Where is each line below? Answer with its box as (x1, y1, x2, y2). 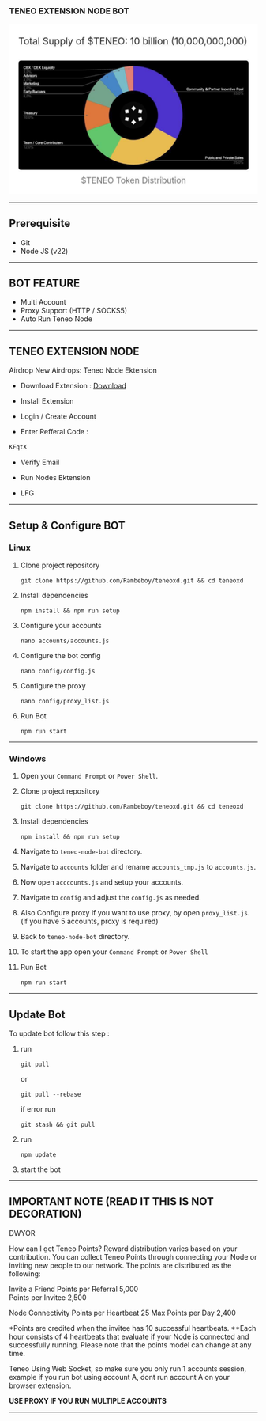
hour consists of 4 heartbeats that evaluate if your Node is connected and (9, 1332, 249, 1341)
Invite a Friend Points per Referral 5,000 (9, 1284, 139, 1294)
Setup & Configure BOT (9, 518, 126, 532)
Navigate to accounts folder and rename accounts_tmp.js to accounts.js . (20, 862, 256, 872)
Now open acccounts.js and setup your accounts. (20, 877, 184, 887)
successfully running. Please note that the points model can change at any (9, 1340, 252, 1350)
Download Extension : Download (20, 381, 126, 391)
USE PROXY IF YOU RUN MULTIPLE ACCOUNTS (9, 1396, 167, 1405)
